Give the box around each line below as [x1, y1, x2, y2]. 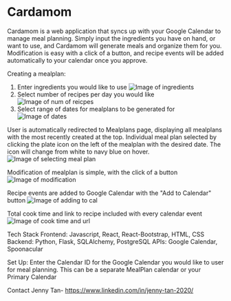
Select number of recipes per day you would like [16, 90, 155, 98]
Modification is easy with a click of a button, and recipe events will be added [7, 49, 224, 57]
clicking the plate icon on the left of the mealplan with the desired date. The [7, 140, 221, 148]
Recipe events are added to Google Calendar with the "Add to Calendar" [7, 189, 212, 197]
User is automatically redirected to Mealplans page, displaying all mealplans [7, 125, 222, 134]
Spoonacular [7, 245, 43, 253]
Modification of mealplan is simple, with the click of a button [7, 168, 178, 176]
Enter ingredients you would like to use [16, 83, 127, 91]
